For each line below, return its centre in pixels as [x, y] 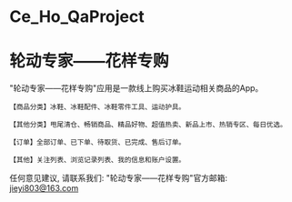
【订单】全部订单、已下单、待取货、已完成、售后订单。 [98, 143]
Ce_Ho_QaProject [77, 17]
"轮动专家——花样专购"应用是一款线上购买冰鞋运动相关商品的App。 [136, 88]
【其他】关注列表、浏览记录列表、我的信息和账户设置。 [98, 160]
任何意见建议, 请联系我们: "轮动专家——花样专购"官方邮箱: [119, 178]
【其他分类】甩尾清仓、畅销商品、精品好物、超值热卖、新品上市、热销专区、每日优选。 [148, 125]
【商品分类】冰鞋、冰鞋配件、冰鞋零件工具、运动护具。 [98, 107]
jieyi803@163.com [44, 188]
